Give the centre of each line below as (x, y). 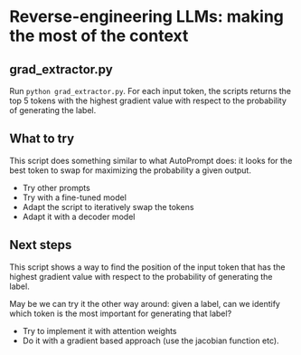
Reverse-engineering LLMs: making (147, 17)
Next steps (41, 245)
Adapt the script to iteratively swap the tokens (108, 206)
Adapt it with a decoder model (79, 216)
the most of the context (99, 36)
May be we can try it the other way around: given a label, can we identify (145, 303)
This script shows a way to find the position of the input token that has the (147, 267)
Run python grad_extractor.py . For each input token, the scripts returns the (150, 91)
